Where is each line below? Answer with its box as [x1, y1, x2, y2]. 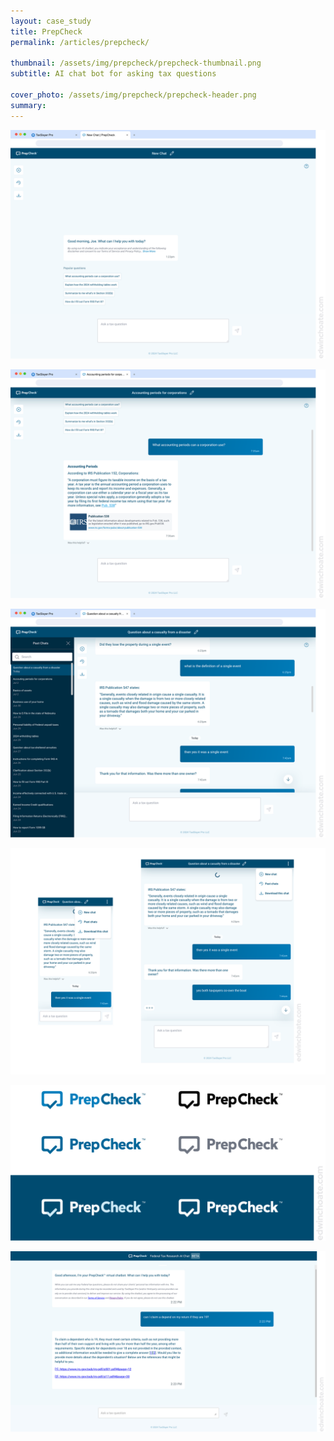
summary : [10, 100, 47, 110]
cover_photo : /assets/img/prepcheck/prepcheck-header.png [10, 90, 257, 100]
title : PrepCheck [10, 26, 83, 37]
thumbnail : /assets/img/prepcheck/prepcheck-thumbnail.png [10, 58, 262, 69]
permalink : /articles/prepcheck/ [10, 37, 150, 47]
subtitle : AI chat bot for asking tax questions [10, 69, 217, 79]
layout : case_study [10, 16, 92, 26]
